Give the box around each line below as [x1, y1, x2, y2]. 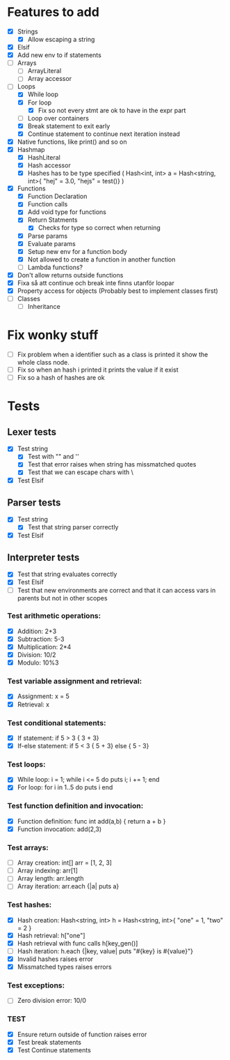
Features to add [7, 4, 99, 20]
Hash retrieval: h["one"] [17, 931, 85, 939]
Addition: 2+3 [17, 627, 57, 635]
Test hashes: [7, 900, 52, 910]
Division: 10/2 [17, 651, 57, 659]
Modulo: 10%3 [17, 658, 59, 667]
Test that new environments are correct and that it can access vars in [17, 586, 216, 594]
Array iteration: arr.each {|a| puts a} [17, 882, 120, 891]
